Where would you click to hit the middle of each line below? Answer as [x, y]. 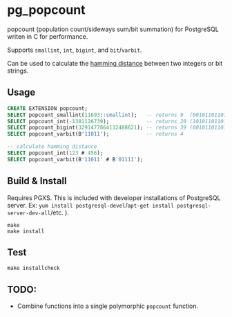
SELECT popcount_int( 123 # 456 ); [55, 153]
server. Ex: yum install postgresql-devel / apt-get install [91, 205]
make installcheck [33, 269]
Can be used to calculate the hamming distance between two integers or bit [115, 63]
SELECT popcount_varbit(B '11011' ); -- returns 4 [96, 134]
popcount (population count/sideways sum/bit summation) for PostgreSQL [113, 29]
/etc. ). [60, 212]
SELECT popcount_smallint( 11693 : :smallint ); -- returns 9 [96, 115]
